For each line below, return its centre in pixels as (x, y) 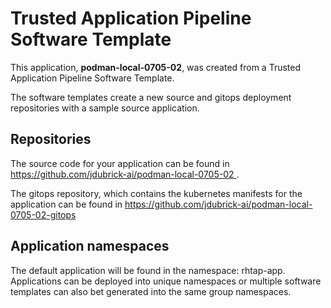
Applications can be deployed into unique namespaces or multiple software (166, 281)
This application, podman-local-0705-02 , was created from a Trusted (156, 67)
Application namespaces (90, 246)
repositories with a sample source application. (105, 108)
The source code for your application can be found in (120, 163)
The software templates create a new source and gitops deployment (151, 97)
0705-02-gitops (43, 214)
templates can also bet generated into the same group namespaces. (151, 291)
